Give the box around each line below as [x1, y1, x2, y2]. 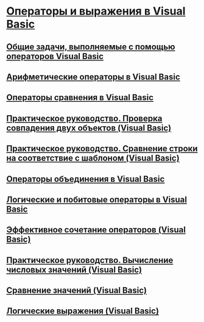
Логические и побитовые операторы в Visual [6, 194, 188, 205]
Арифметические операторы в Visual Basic [6, 71, 181, 82]
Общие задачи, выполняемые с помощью [6, 41, 175, 52]
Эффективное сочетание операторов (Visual [6, 224, 186, 235]
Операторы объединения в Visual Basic [6, 174, 165, 184]
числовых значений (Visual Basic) [6, 264, 142, 275]
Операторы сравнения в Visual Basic [6, 93, 154, 103]
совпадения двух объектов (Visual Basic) [6, 123, 172, 133]
